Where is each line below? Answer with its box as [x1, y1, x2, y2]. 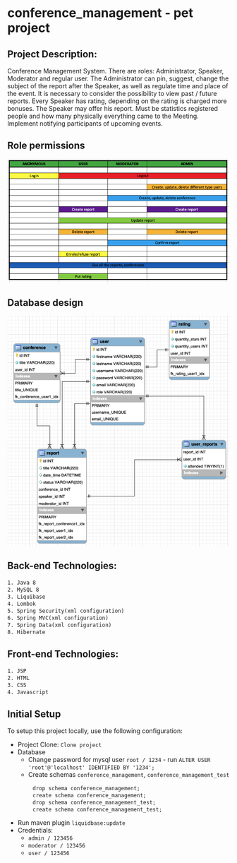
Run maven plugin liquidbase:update [17, 819, 126, 827]
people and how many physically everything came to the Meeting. [7, 112, 199, 120]
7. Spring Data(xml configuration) [7, 621, 112, 629]
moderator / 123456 [28, 843, 86, 850]
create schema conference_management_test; [32, 807, 162, 814]
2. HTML [7, 674, 30, 682]
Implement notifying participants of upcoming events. [7, 119, 164, 128]
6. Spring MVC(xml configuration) [7, 614, 109, 622]
